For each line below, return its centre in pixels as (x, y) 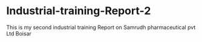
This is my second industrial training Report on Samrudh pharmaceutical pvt (101, 27)
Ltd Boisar (19, 33)
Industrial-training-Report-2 (79, 11)
